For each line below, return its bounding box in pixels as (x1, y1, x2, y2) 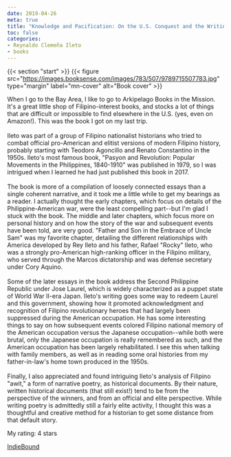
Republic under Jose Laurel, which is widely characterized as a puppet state (7, 284, 223, 292)
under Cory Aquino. (7, 262, 63, 271)
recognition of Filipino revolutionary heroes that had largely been (7, 306, 191, 314)
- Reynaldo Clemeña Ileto (7, 42, 81, 49)
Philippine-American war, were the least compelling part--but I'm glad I (7, 204, 208, 213)
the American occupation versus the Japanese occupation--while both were (7, 328, 223, 336)
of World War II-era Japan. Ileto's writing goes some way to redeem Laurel (7, 292, 219, 300)
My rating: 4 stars (7, 429, 57, 437)
